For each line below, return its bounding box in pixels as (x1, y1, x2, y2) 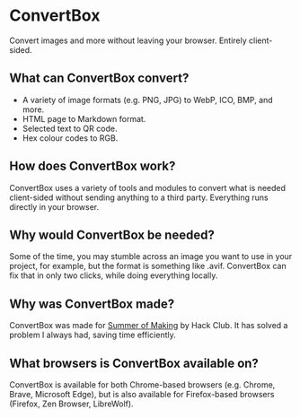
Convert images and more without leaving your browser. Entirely (9, 35, 247, 46)
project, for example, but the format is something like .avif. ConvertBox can (9, 261, 287, 272)
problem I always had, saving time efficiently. (9, 329, 177, 341)
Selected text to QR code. (22, 123, 118, 134)
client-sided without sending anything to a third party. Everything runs (9, 192, 269, 203)
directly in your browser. (9, 201, 100, 212)
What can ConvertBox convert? (9, 71, 190, 86)
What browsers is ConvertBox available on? (9, 355, 259, 370)
